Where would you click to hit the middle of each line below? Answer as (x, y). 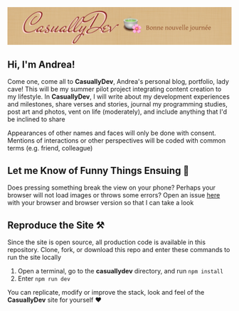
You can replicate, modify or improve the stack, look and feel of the (106, 293)
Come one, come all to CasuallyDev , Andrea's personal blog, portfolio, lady (118, 82)
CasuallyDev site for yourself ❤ (54, 300)
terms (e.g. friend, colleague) (50, 148)
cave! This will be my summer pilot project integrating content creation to (115, 89)
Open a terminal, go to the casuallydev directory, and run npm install (121, 271)
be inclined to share (36, 119)
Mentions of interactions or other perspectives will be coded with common (117, 141)
